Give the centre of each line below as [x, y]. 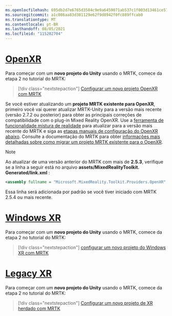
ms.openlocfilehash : [27, 10]
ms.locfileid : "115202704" [34, 34]
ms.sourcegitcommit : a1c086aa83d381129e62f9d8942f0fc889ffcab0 [74, 15]
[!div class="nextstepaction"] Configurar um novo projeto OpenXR [88, 88]
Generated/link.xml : [28, 172]
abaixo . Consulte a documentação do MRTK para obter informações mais [83, 137]
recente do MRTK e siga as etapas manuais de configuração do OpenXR [82, 131]
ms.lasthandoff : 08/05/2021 [35, 29]
